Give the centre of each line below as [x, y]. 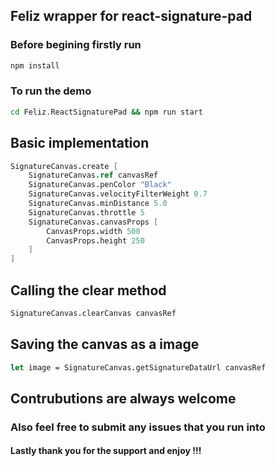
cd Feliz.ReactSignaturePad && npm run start [106, 112]
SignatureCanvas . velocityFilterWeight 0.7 [118, 194]
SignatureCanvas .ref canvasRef [93, 175]
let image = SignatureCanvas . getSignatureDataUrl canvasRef [138, 367]
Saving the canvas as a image [105, 344]
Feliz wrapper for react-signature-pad [131, 16]
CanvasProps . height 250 [95, 240]
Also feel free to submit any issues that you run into [138, 427]
